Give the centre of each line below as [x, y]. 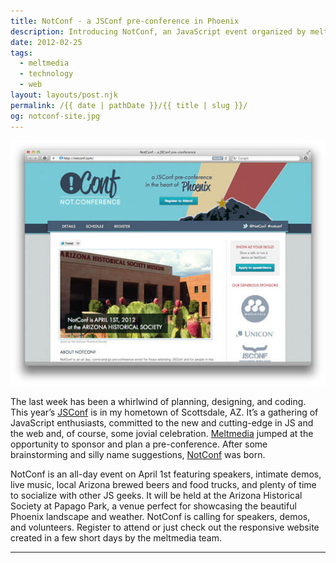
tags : [21, 53]
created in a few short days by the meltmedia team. [116, 538]
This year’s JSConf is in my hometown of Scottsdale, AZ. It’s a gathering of [164, 412]
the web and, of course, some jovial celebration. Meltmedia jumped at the [162, 434]
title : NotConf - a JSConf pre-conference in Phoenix [125, 21]
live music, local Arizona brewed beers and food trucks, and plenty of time [163, 485]
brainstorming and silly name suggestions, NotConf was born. [138, 455]
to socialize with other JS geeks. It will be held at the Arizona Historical [156, 496]
